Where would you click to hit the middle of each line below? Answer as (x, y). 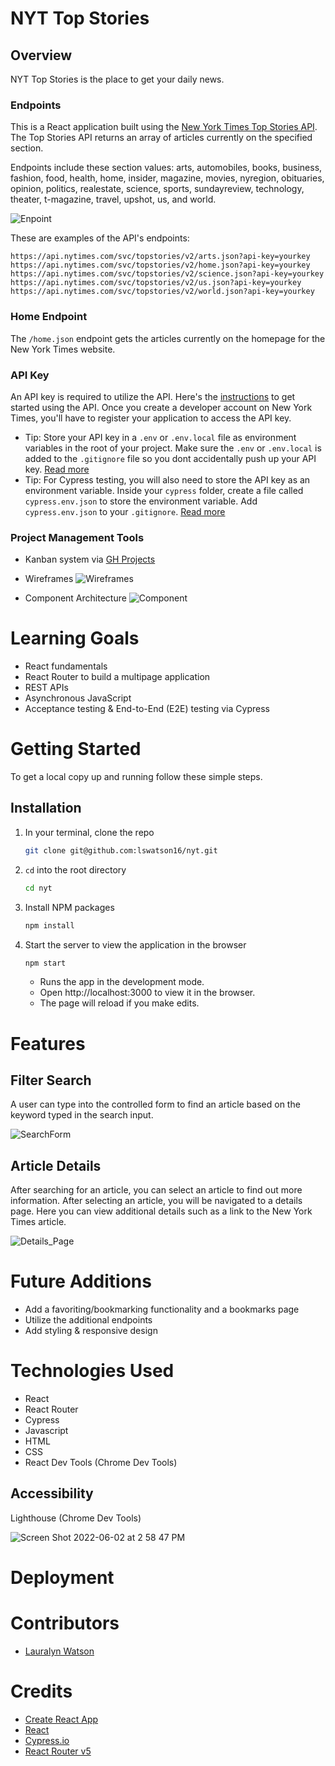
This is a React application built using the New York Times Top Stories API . (164, 127)
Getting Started (76, 749)
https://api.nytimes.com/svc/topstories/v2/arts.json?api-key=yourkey (160, 257)
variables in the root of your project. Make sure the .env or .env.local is (173, 448)
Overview (41, 55)
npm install (49, 925)
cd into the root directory (75, 869)
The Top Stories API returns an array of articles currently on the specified (161, 138)
